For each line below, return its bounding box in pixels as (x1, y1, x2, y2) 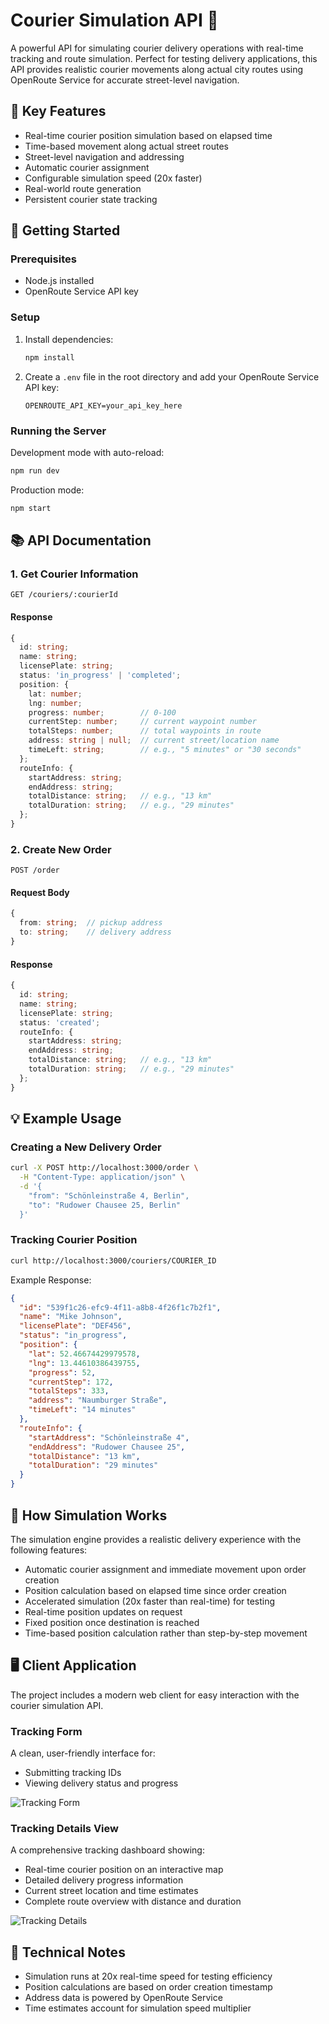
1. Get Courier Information (10, 567, 139, 581)
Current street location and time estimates (24, 1885, 199, 1897)
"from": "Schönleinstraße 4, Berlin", (28, 1190, 190, 1201)
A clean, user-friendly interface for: (10, 1747, 156, 1759)
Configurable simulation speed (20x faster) (24, 172, 203, 184)
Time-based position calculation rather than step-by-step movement (24, 1627, 308, 1639)
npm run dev (10, 465, 60, 476)
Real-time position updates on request (24, 1605, 183, 1618)
